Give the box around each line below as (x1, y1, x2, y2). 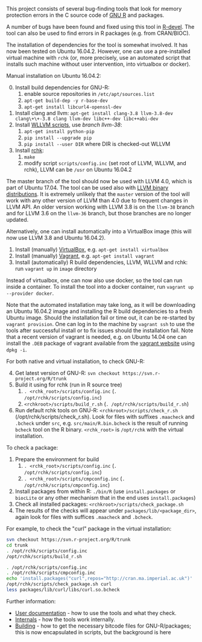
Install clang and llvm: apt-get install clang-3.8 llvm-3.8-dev (14, 110, 174, 116)
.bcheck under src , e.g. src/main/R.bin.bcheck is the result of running (14, 420, 188, 427)
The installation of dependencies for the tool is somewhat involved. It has (6, 42, 188, 48)
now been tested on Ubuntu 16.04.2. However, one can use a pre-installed (6, 48, 191, 55)
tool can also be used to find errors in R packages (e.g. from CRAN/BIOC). (6, 30, 191, 37)
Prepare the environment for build (14, 456, 99, 463)
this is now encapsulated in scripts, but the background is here (14, 628, 171, 635)
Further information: (6, 597, 56, 605)
